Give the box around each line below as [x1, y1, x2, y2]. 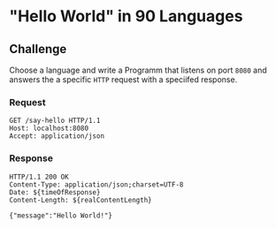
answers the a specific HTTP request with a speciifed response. [9, 74, 238, 85]
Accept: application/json [9, 132, 104, 141]
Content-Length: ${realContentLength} [9, 195, 152, 204]
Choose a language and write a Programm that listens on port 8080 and [9, 65, 267, 75]
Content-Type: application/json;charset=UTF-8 [9, 179, 184, 189]
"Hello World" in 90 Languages [9, 6, 243, 27]
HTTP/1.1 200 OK [9, 172, 69, 181]
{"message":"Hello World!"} [9, 210, 113, 220]
